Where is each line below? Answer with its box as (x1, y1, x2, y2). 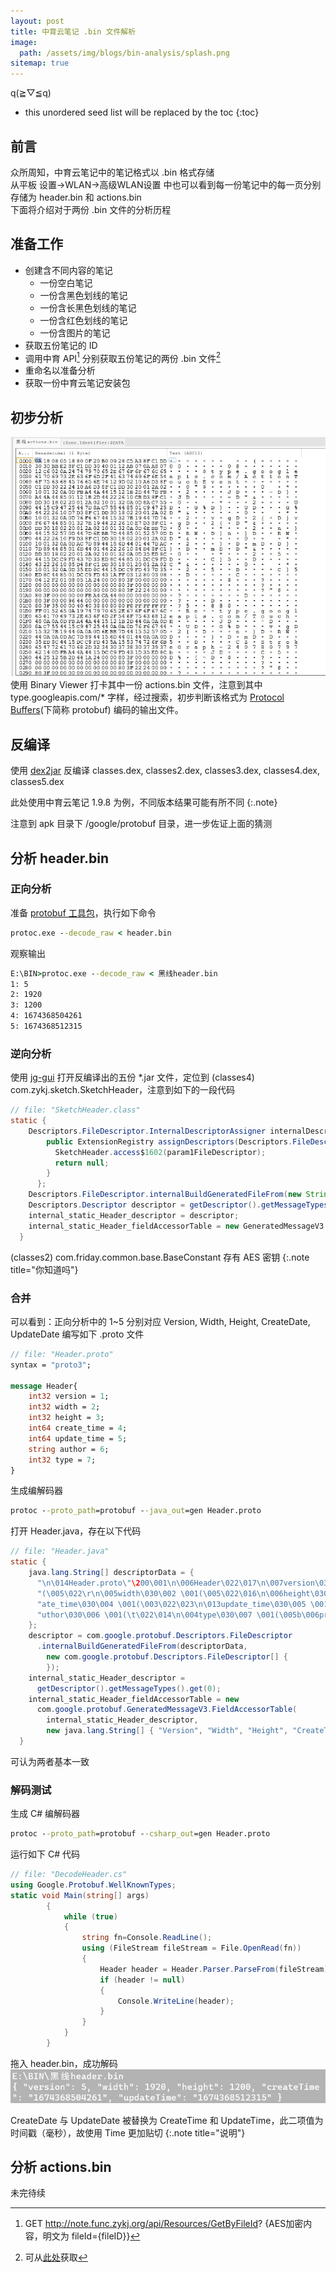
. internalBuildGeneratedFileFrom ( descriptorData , (36, 1641, 248, 1652)
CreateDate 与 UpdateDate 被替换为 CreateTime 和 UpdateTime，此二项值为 (10, 2114, 324, 2126)
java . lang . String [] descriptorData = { (28, 1568, 195, 1578)
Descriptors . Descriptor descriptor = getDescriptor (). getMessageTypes (28, 1200, 329, 1210)
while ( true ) (63, 1911, 118, 1922)
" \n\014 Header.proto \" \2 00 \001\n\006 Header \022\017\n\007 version (36, 1578, 315, 1588)
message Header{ (10, 1381, 78, 1391)
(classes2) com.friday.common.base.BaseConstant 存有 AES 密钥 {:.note (10, 1251, 310, 1263)
